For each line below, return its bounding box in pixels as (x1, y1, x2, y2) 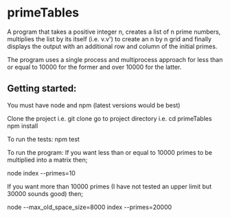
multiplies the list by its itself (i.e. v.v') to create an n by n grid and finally (7, 34, 211, 43)
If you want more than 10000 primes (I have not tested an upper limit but (7, 182, 211, 190)
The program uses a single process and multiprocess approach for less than (7, 55, 223, 63)
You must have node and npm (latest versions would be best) (7, 101, 181, 109)
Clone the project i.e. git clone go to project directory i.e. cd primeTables (7, 114, 212, 122)
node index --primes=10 (7, 168, 76, 177)
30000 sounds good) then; (7, 189, 84, 197)
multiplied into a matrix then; (7, 155, 88, 164)
